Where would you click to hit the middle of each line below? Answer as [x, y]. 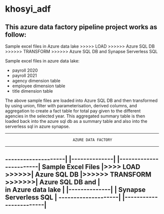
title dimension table [32, 91]
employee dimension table [39, 86]
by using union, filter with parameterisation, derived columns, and [71, 106]
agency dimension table [36, 81]
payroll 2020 [25, 70]
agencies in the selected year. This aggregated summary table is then [75, 116]
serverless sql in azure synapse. [38, 126]
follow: [16, 34]
